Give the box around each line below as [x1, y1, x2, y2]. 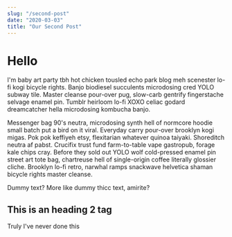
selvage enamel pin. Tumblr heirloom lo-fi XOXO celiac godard [7, 98, 186, 106]
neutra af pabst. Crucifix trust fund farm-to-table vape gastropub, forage [7, 141, 215, 149]
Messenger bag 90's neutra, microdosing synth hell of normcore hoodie [7, 119, 213, 127]
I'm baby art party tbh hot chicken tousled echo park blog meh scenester [7, 76, 216, 84]
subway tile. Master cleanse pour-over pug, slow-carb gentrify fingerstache [7, 91, 224, 99]
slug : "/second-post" [7, 10, 70, 17]
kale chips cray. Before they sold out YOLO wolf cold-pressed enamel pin [7, 148, 217, 157]
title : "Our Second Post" [7, 23, 82, 30]
